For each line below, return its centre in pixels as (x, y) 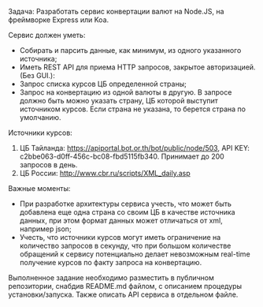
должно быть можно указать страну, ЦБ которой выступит (119, 101)
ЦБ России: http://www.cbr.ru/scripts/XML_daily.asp (105, 173)
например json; (46, 229)
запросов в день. (48, 165)
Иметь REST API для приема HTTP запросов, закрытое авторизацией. (137, 67)
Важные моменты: (39, 188)
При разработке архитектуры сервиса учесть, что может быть (126, 204)
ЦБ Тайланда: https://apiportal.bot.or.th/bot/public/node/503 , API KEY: (135, 148)
